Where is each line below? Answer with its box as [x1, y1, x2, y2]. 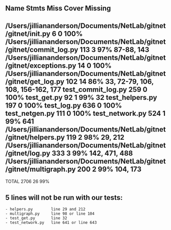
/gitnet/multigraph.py [5, 165, 76, 173]
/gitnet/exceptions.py [5, 61, 77, 70]
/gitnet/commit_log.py [5, 45, 79, 54]
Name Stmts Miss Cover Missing [5, 4, 111, 13]
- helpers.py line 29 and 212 [5, 207, 86, 212]
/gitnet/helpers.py [5, 133, 65, 142]
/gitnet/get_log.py [5, 77, 65, 86]
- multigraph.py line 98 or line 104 [5, 211, 95, 216]
